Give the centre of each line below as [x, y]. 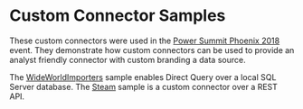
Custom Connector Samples [118, 16]
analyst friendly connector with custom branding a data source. [128, 59]
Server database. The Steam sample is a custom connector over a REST [144, 86]
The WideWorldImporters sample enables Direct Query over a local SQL [143, 77]
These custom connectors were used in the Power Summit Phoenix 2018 [145, 41]
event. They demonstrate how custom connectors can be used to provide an [152, 50]
